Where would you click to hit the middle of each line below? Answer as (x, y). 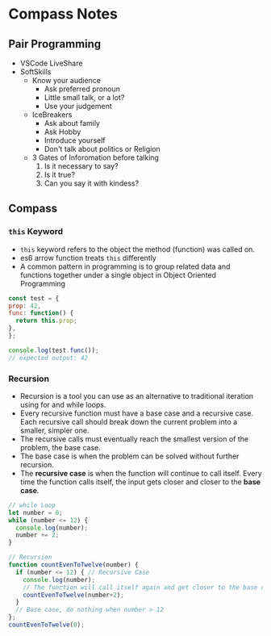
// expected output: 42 (48, 358)
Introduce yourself (75, 140)
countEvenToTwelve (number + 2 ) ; (74, 595)
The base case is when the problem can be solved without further (129, 456)
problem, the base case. (60, 447)
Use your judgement (78, 106)
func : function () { (41, 313)
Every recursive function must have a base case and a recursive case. (137, 413)
